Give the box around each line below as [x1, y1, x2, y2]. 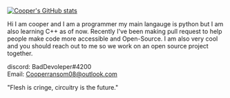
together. [7, 49, 33, 57]
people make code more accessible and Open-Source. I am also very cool [7, 35, 218, 43]
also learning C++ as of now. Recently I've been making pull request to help [7, 28, 222, 35]
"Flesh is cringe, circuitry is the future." [7, 84, 119, 91]
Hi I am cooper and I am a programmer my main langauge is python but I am [7, 20, 224, 28]
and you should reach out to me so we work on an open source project [7, 42, 209, 50]
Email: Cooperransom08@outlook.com [7, 70, 117, 78]
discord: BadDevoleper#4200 [7, 63, 92, 70]
